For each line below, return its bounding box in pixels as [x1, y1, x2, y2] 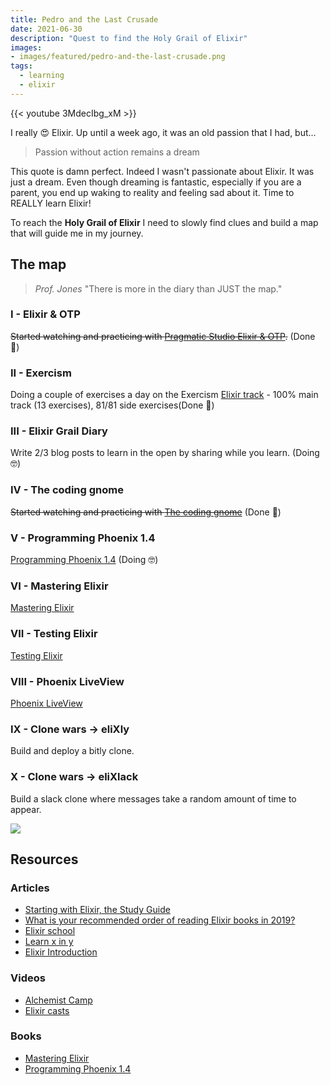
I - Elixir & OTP [10, 307, 81, 321]
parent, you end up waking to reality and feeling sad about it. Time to [10, 186, 295, 198]
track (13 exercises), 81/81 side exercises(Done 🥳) [10, 399, 215, 411]
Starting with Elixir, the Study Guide [24, 904, 171, 916]
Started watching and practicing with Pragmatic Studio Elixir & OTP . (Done [10, 330, 316, 342]
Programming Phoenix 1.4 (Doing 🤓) [10, 554, 159, 566]
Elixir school [24, 925, 76, 937]
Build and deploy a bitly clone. [10, 745, 135, 757]
